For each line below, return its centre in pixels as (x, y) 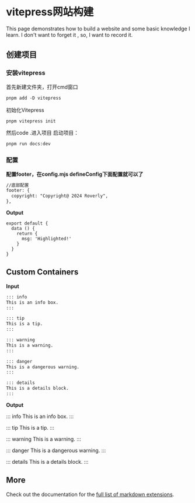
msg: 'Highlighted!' (46, 239)
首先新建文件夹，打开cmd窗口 (42, 87)
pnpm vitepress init (31, 121)
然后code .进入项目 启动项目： (43, 133)
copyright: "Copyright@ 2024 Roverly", (60, 196)
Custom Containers (42, 272)
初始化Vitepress (25, 110)
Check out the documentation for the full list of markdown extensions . (90, 494)
